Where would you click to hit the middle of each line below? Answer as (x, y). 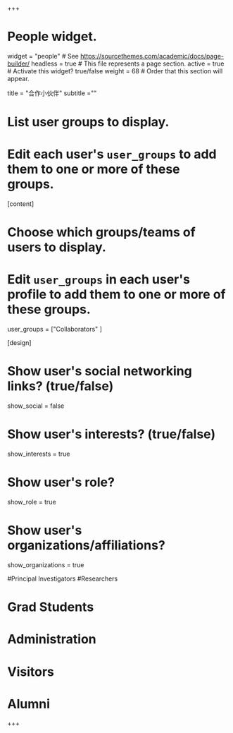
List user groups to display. (88, 122)
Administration (52, 640)
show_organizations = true (46, 564)
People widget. (52, 37)
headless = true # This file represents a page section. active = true (128, 63)
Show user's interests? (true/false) (112, 434)
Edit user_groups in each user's (99, 280)
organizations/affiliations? (86, 546)
